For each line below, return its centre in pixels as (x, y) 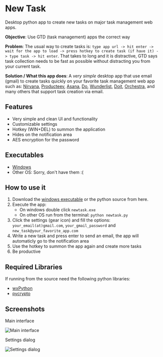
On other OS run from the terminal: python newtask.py (74, 215)
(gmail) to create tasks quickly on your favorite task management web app (80, 81)
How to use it (25, 187)
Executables (24, 155)
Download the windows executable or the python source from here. (80, 199)
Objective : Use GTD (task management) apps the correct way (68, 37)
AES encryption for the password (46, 139)
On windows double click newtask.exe (58, 210)
